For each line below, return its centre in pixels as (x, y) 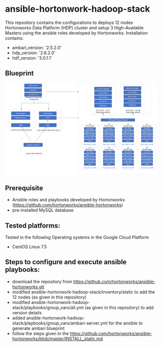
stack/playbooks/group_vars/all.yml (48, 307)
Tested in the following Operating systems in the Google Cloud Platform (77, 238)
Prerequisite (24, 188)
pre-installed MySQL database (43, 210)
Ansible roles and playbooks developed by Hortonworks (69, 200)
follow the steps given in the (41, 333)
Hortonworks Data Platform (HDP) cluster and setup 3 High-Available (74, 27)
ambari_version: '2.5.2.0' (37, 47)
